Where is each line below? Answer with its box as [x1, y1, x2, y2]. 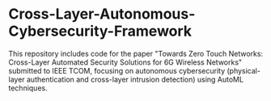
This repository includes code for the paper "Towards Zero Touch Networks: [8, 48, 264, 58]
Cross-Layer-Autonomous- [8, 5, 196, 23]
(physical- [226, 65, 261, 75]
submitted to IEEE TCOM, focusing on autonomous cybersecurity [8, 65, 226, 75]
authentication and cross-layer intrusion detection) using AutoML [27, 74, 244, 84]
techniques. [8, 82, 48, 93]
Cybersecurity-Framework [8, 22, 193, 40]
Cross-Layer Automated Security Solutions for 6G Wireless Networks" [8, 57, 243, 67]
